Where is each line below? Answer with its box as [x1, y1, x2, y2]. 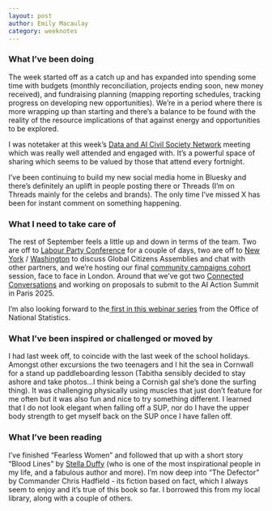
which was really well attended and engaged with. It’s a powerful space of [8, 147, 256, 158]
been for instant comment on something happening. [8, 198, 182, 207]
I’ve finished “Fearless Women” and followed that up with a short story [8, 450, 244, 460]
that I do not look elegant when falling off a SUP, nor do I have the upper [8, 402, 249, 413]
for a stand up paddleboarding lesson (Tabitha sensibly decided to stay [8, 368, 246, 378]
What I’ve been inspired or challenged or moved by [8, 333, 213, 344]
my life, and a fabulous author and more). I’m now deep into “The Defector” [8, 467, 260, 477]
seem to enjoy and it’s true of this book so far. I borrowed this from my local [8, 484, 261, 494]
